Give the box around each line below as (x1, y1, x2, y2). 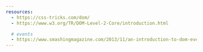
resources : (5, 8, 33, 15)
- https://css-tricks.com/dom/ (11, 15, 90, 21)
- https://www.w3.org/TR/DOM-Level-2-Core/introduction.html (11, 20, 169, 26)
